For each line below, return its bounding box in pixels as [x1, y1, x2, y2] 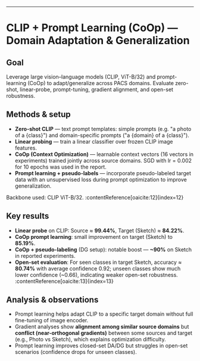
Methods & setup [6, 110, 71, 120]
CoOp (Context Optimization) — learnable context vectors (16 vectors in [14, 150, 194, 158]
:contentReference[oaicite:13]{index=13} [14, 278, 114, 285]
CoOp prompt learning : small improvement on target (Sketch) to [14, 233, 173, 240]
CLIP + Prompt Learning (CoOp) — [6, 21, 179, 35]
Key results [6, 211, 49, 221]
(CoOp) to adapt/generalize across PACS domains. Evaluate [27, 80, 174, 86]
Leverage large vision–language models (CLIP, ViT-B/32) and [6, 73, 156, 80]
